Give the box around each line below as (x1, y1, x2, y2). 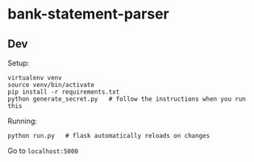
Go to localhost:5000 (7, 146, 78, 156)
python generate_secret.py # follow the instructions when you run (7, 95, 247, 103)
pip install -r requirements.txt (7, 88, 120, 96)
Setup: (7, 58, 30, 68)
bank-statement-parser (7, 5, 170, 23)
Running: (7, 116, 38, 126)
